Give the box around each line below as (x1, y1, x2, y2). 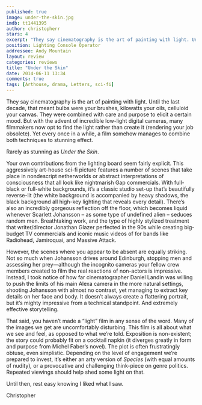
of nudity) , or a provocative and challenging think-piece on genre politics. (6, 362, 188, 369)
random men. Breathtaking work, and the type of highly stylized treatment (6, 217, 189, 224)
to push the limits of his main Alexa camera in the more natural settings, (6, 280, 183, 287)
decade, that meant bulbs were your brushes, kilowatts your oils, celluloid (6, 105, 189, 111)
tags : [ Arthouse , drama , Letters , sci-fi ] (6, 82, 114, 88)
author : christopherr (6, 25, 61, 32)
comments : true (6, 76, 44, 82)
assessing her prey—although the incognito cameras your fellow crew (6, 261, 180, 268)
